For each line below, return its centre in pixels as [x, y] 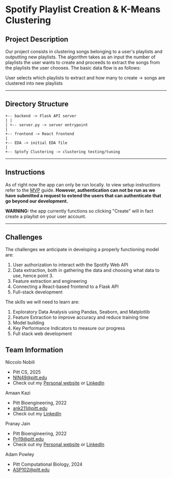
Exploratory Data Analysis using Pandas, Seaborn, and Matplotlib [81, 312]
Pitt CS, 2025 [27, 372]
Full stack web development [42, 334]
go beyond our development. [37, 201]
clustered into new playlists [34, 83]
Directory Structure [37, 104]
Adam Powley [20, 454]
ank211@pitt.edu [30, 408]
